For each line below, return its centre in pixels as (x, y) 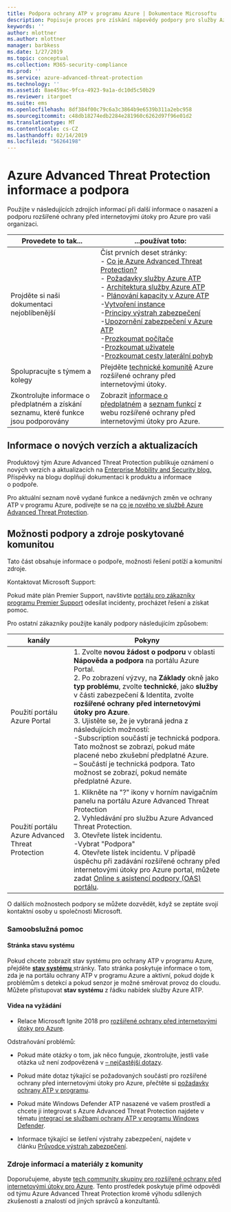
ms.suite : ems (27, 103)
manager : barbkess (33, 45)
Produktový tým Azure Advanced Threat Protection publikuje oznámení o (111, 462)
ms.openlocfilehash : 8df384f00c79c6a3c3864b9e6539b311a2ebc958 (100, 109)
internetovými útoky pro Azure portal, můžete (146, 870)
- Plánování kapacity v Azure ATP (155, 295)
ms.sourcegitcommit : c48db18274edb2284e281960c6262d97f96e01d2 (100, 116)
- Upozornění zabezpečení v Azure (156, 322)
